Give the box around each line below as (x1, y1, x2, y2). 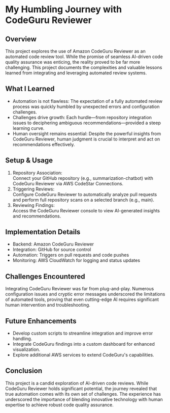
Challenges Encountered (5, 272, 85, 281)
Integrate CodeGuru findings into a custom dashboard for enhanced (12, 341, 155, 347)
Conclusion (5, 367, 43, 375)
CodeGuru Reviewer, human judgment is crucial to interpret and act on (12, 136, 160, 142)
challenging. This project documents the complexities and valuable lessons (5, 65, 162, 70)
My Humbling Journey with (5, 4, 122, 15)
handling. (12, 336, 32, 342)
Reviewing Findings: (12, 202, 55, 208)
